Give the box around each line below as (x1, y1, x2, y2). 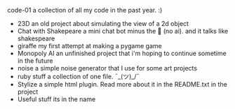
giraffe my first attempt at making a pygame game (17, 42, 163, 50)
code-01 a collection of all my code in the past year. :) (7, 6, 163, 14)
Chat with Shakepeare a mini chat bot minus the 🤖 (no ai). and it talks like (17, 27, 229, 35)
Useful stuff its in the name (17, 95, 96, 103)
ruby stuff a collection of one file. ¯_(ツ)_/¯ (17, 73, 140, 80)
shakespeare (17, 34, 55, 43)
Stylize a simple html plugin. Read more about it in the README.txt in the (17, 80, 228, 88)
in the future (17, 57, 53, 65)
